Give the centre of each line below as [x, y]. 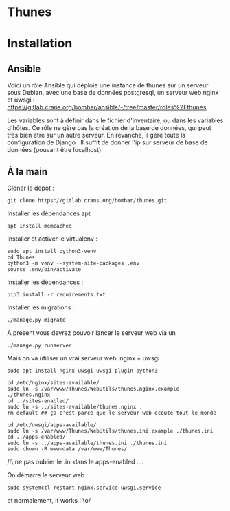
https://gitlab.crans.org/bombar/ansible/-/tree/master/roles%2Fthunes [107, 107]
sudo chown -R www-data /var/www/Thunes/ [67, 449]
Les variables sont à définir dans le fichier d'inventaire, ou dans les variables [115, 120]
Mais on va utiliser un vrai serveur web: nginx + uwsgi [83, 358]
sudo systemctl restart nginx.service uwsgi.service [84, 488]
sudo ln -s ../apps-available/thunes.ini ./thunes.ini [87, 443]
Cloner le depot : [31, 188]
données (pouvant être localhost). [55, 150]
